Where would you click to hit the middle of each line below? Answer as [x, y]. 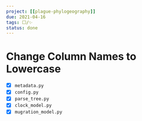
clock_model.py [33, 106]
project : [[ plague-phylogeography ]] [51, 11]
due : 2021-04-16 [26, 17]
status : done [22, 28]
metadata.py [29, 86]
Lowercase [33, 69]
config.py [27, 92]
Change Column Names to [71, 57]
